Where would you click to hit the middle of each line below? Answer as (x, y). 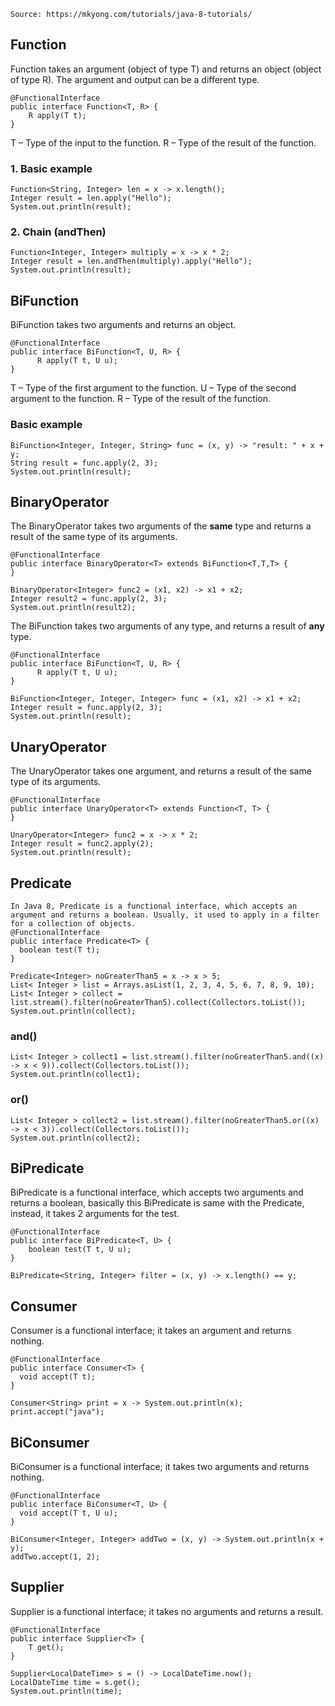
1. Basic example (51, 168)
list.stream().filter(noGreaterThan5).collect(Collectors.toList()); (158, 1002)
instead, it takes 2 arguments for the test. (95, 1214)
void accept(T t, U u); (68, 1513)
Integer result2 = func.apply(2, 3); (89, 599)
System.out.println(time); (66, 1691)
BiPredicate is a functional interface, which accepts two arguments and (157, 1192)
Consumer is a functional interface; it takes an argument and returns (151, 1331)
